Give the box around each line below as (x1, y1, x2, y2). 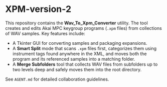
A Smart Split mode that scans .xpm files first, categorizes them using (12, 45, 157, 51)
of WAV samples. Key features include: (5, 30, 85, 36)
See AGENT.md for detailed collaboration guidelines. (5, 76, 109, 82)
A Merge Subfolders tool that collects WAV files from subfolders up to (12, 61, 158, 67)
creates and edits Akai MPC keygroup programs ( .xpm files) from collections (5, 25, 162, 31)
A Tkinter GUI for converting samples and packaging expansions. (12, 40, 147, 46)
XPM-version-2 (5, 3, 72, 15)
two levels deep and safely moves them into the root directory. (12, 66, 142, 73)
